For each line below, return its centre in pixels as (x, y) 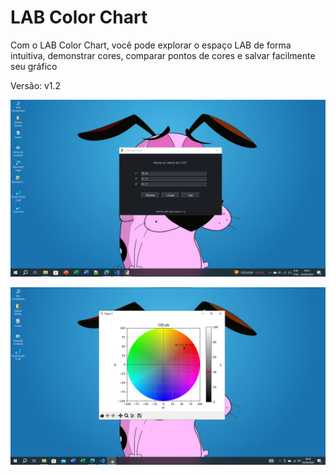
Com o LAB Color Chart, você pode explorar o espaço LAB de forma (151, 45)
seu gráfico (34, 66)
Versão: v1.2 (36, 85)
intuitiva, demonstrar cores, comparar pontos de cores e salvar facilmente (163, 55)
